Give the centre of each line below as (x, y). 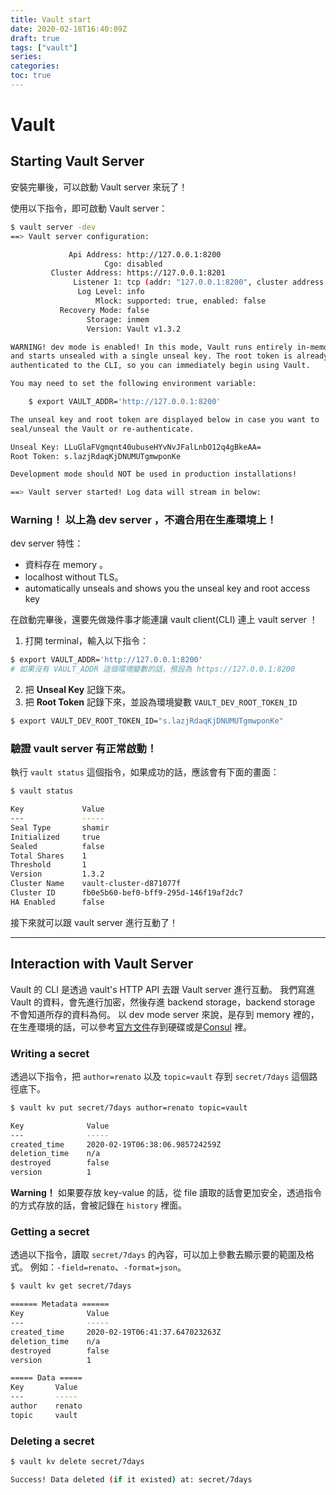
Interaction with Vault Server (102, 964)
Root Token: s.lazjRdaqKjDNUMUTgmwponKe (96, 456)
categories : (35, 66)
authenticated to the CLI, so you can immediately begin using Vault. (160, 366)
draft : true (35, 38)
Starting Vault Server (77, 161)
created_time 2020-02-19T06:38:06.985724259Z (116, 1144)
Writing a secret (50, 1053)
